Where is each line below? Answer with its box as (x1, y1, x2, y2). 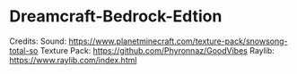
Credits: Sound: (9, 36, 67, 46)
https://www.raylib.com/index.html (9, 54, 137, 65)
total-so (9, 45, 39, 55)
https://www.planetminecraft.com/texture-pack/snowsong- (68, 36, 288, 46)
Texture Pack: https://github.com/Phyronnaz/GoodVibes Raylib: (39, 45, 275, 55)
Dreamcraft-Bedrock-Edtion (9, 6, 223, 27)
